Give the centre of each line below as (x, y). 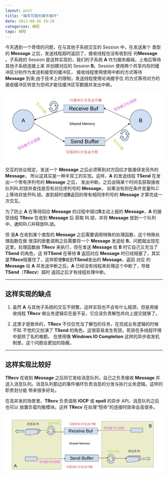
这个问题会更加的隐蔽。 (50, 342)
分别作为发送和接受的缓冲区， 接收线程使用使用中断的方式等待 (78, 72)
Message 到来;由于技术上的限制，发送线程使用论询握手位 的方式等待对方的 (82, 78)
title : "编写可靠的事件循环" (32, 16)
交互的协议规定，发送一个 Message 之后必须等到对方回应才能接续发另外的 (82, 169)
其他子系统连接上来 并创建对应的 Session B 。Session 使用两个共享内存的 (80, 66)
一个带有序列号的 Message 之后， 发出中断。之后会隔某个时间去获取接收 (84, 182)
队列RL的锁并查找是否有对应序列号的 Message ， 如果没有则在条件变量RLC (82, 188)
